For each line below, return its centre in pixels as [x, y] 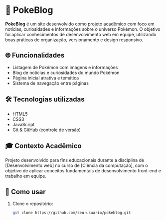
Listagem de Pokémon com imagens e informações [65, 67]
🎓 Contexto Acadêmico [43, 146]
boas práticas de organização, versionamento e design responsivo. [74, 40]
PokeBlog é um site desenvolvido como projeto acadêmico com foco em [80, 24]
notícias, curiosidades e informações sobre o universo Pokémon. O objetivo [83, 29]
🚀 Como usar [25, 191]
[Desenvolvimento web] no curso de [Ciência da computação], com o [77, 165]
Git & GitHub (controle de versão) [47, 130]
